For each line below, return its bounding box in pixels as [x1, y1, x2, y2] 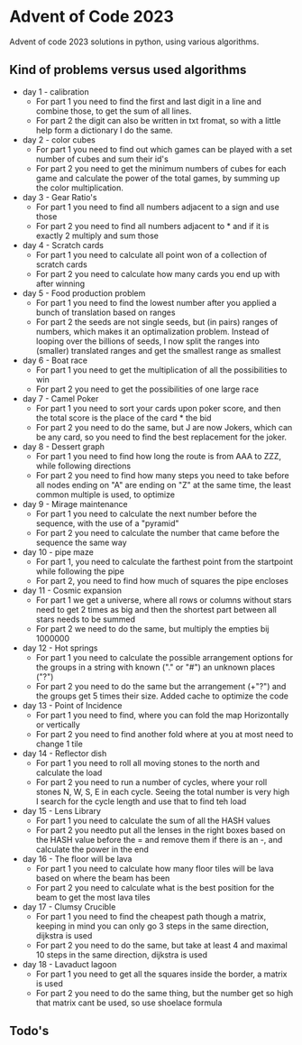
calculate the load [35, 767, 103, 778]
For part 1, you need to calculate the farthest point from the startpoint [35, 556, 293, 567]
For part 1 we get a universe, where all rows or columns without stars [35, 594, 292, 606]
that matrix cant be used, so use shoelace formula [35, 997, 223, 1008]
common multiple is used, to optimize [35, 489, 176, 500]
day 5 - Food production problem [22, 287, 146, 299]
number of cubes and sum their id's [35, 153, 169, 164]
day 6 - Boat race [22, 355, 88, 365]
